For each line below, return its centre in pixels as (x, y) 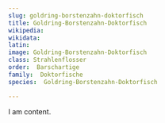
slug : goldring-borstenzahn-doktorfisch (76, 15)
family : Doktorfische (46, 75)
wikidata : (25, 38)
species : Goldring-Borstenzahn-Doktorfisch (83, 82)
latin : (19, 45)
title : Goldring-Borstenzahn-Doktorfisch (78, 23)
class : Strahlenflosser (48, 60)
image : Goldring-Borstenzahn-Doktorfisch (78, 52)
